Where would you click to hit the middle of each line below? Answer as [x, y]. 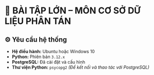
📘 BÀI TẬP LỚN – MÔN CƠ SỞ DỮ [73, 11]
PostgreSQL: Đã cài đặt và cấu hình [48, 62]
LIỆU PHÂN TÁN [38, 21]
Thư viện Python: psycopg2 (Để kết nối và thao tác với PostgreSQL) [80, 67]
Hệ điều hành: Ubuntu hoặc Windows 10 [53, 51]
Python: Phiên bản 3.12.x [38, 57]
